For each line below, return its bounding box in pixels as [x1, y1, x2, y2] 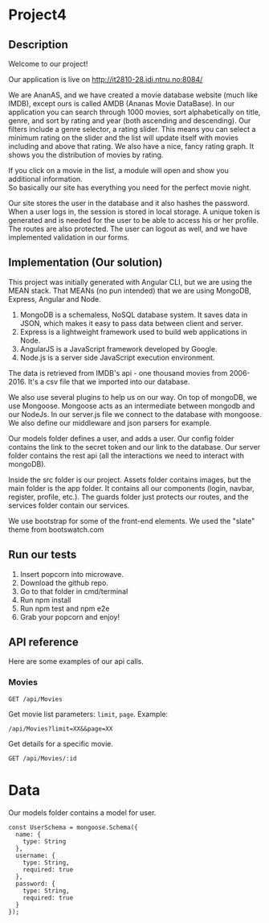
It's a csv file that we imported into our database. [27, 377, 190, 386]
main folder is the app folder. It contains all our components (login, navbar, [8, 483, 255, 492]
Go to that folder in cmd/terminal [19, 586, 128, 596]
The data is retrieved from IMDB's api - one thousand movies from [8, 368, 228, 377]
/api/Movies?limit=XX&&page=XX [8, 724, 113, 733]
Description [8, 38, 68, 52]
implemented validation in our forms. [8, 233, 130, 242]
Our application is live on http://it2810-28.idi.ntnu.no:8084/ [8, 75, 203, 84]
